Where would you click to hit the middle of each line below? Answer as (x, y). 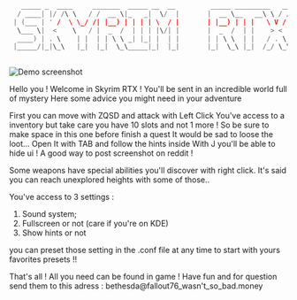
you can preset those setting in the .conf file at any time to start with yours (145, 250)
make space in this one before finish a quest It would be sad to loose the (141, 135)
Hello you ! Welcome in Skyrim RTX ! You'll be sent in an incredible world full (148, 89)
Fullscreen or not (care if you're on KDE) (95, 224)
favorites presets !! (43, 259)
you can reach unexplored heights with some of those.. (110, 180)
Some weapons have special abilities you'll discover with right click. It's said (148, 171)
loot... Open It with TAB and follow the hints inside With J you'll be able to (142, 144)
